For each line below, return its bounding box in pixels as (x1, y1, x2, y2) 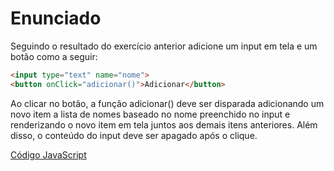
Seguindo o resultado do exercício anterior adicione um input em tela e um (10, 40, 318, 52)
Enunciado (10, 7, 102, 30)
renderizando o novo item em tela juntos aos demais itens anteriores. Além (10, 118, 318, 131)
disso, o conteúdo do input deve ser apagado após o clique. (10, 129, 258, 141)
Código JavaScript (10, 148, 87, 161)
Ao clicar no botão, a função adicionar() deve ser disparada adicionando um (10, 97, 325, 109)
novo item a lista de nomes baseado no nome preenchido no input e (10, 108, 291, 120)
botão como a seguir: (10, 50, 98, 62)
